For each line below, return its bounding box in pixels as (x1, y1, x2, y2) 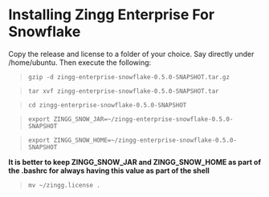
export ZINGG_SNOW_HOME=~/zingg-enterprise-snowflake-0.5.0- (27, 136, 238, 144)
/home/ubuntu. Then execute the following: (8, 58, 152, 67)
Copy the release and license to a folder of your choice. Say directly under (8, 49, 255, 58)
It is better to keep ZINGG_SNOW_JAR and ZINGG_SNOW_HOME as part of (8, 157, 262, 167)
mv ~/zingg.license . (27, 181, 100, 189)
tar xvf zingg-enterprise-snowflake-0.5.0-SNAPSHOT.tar (27, 86, 219, 95)
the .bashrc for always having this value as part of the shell (8, 166, 210, 175)
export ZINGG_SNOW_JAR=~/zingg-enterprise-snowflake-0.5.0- (27, 115, 234, 123)
